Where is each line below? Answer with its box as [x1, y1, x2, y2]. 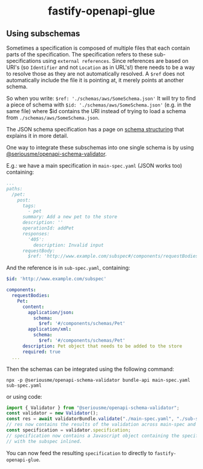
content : [22, 304, 45, 310]
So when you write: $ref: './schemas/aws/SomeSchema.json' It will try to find [6, 95, 196, 102]
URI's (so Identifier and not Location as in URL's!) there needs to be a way [6, 64, 195, 71]
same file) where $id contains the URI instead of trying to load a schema [6, 108, 186, 114]
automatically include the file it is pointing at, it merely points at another [6, 77, 184, 84]
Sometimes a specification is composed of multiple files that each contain [6, 44, 190, 51]
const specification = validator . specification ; [6, 427, 131, 433]
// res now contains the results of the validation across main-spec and [6, 422, 196, 428]
